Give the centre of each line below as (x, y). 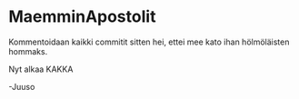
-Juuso (22, 86)
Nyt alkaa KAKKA (41, 69)
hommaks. (28, 51)
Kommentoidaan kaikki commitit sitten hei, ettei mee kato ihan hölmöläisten (149, 42)
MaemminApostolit (82, 17)
